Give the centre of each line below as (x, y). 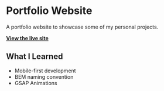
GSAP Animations (36, 83)
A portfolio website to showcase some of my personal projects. (82, 27)
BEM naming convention (44, 76)
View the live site (27, 38)
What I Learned (35, 57)
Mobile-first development (45, 71)
